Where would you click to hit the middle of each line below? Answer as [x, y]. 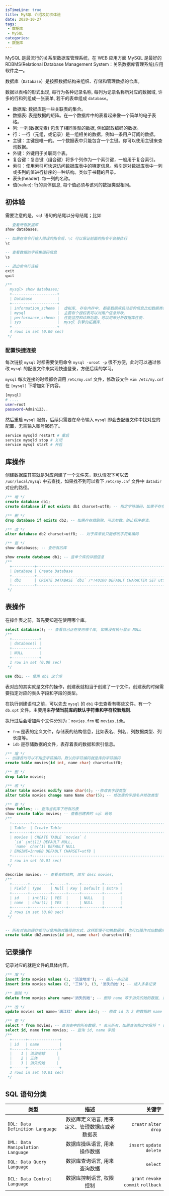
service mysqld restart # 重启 [37, 435]
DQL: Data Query [27, 1162]
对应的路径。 [18, 487]
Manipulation [23, 1148]
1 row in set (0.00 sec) [36, 662]
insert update [145, 1145]
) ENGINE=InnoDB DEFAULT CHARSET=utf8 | [53, 852]
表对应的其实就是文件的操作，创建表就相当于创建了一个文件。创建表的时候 [82, 686]
